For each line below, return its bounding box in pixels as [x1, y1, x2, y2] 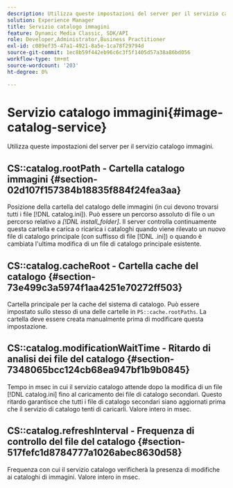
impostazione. [7, 322, 48, 331]
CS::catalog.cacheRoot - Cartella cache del [7, 260, 199, 271]
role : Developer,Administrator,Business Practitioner [7, 36, 166, 43]
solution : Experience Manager [7, 17, 95, 24]
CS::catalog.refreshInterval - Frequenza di [7, 425, 195, 437]
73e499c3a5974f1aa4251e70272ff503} [7, 281, 183, 293]
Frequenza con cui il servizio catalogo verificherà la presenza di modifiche [7, 465, 221, 473]
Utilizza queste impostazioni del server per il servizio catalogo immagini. [7, 142, 214, 150]
